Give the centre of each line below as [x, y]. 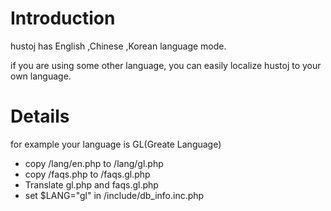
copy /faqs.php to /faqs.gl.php [87, 174]
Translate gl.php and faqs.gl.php [91, 184]
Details [40, 116]
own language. [41, 76]
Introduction [63, 18]
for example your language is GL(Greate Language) [116, 144]
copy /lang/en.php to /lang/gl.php [94, 163]
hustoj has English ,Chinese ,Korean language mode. [118, 46]
